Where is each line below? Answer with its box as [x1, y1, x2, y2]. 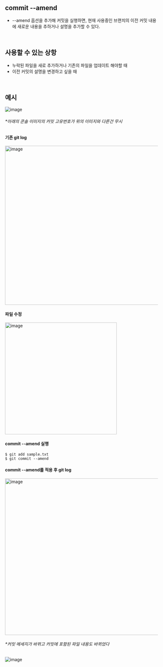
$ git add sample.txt [5, 452, 49, 457]
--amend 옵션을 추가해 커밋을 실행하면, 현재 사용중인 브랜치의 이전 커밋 [12, 17, 148, 23]
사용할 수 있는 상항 [5, 49, 57, 57]
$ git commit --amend [5, 456, 49, 461]
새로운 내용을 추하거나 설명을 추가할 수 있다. [17, 23, 100, 29]
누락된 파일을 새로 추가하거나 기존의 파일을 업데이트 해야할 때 [12, 62, 128, 68]
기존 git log [5, 134, 27, 140]
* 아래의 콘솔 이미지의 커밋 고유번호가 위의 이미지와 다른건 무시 [5, 119, 123, 125]
